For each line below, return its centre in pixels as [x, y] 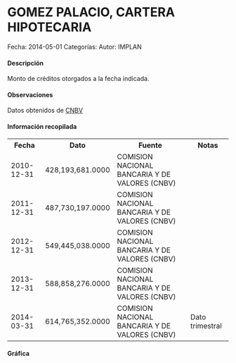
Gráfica [19, 354]
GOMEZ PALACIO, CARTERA [91, 12]
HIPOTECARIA [50, 27]
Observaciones [30, 94]
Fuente [150, 145]
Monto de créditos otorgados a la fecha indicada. [78, 79]
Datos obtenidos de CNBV [45, 111]
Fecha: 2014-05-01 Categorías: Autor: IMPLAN [74, 47]
